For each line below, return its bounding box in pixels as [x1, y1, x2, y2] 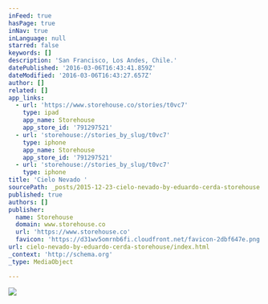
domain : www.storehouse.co [15, 221, 106, 229]
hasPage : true [8, 19, 56, 27]
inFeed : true [8, 11, 52, 20]
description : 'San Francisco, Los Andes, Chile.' [8, 57, 178, 65]
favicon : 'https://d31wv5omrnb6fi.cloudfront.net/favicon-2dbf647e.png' [15, 236, 264, 244]
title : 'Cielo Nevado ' [8, 176, 88, 184]
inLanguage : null [8, 34, 67, 43]
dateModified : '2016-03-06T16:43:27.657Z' [8, 71, 152, 79]
